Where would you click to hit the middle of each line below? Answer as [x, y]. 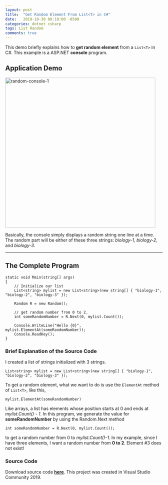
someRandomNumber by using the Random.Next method [65, 419]
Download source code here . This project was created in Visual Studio [78, 472]
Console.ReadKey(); [34, 334]
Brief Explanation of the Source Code [51, 351]
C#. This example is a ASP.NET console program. [56, 52]
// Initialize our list [39, 286]
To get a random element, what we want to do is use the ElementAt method [82, 384]
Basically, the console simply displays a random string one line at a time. [80, 234]
